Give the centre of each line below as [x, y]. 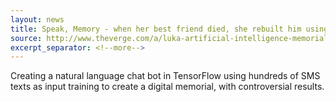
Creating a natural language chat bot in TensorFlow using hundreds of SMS [165, 76]
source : [26, 38]
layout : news [37, 19]
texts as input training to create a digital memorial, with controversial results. [167, 87]
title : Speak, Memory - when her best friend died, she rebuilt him [156, 29]
